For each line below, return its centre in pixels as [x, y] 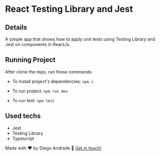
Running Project [30, 60]
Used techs [23, 116]
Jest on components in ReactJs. [38, 44]
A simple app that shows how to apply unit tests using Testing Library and [80, 39]
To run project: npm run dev [40, 91]
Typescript [23, 138]
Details [16, 27]
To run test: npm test [33, 100]
